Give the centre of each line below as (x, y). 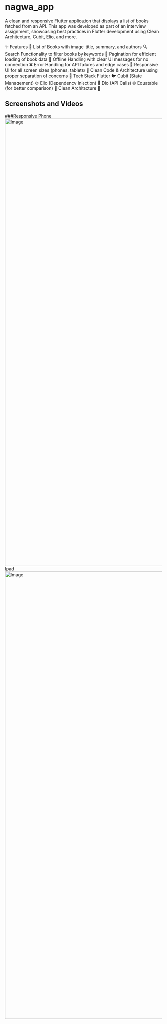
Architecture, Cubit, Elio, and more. (41, 37)
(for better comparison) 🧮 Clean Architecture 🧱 (53, 88)
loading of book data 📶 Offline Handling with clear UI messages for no (77, 59)
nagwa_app (30, 7)
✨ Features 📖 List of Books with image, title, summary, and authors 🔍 (76, 47)
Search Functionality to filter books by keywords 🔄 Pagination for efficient (81, 54)
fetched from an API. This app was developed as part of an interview (76, 26)
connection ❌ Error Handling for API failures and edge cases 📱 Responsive (82, 64)
